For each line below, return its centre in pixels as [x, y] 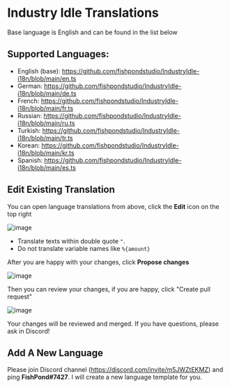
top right [20, 214]
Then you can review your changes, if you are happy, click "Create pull [109, 289]
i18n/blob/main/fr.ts [45, 108]
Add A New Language [55, 353]
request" [20, 296]
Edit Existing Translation [61, 190]
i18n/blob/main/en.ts [47, 78]
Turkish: [29, 130]
